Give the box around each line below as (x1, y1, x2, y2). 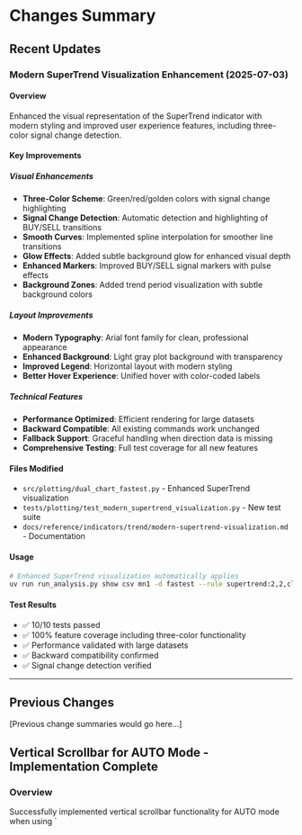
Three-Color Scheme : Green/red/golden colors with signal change (22, 193, 271, 204)
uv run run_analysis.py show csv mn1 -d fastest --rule (9, 579, 223, 589)
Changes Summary (9, 5, 156, 26)
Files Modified (9, 462, 65, 473)
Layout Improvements (9, 310, 93, 320)
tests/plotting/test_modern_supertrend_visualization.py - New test (22, 502, 281, 513)
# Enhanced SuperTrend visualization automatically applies (9, 571, 240, 580)
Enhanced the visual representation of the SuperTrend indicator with (9, 110, 262, 121)
